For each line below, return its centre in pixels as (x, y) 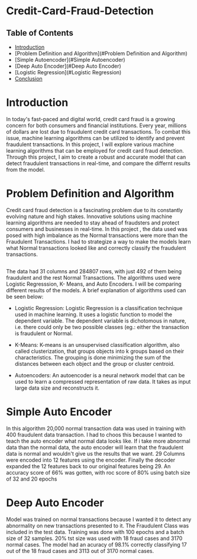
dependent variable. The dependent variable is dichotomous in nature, (100, 321)
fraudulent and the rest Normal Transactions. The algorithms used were (93, 278)
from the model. (26, 169)
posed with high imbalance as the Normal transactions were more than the (97, 235)
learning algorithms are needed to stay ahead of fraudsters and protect (93, 222)
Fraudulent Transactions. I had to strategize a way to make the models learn (98, 241)
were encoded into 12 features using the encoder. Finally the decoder (91, 460)
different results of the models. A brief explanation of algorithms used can (96, 290)
